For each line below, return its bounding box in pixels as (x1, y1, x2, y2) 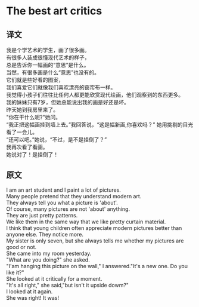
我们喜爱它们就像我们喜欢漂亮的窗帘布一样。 (6, 84, 116, 91)
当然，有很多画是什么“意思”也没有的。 (6, 69, 100, 76)
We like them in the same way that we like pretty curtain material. (6, 218, 166, 225)
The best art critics (6, 4, 102, 18)
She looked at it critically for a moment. (6, 275, 102, 282)
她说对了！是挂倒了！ (6, 151, 58, 158)
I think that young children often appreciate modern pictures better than (6, 224, 182, 231)
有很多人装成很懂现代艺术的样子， (6, 54, 90, 61)
